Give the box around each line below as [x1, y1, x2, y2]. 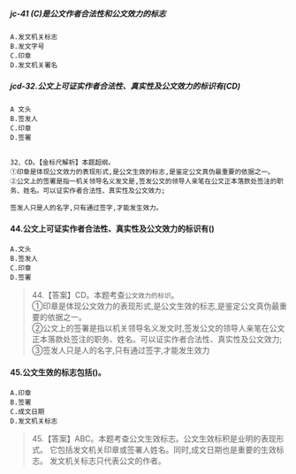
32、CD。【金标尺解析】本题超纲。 [10, 157, 116, 167]
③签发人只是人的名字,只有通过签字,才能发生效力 [31, 345, 210, 355]
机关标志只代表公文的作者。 [65, 455, 166, 466]
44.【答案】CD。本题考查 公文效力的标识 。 [31, 290, 179, 301]
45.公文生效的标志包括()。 [10, 367, 107, 378]
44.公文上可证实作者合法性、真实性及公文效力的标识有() [10, 223, 215, 233]
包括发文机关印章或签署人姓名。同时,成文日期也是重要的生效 [57, 445, 277, 455]
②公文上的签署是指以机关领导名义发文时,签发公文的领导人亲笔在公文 [31, 323, 285, 333]
